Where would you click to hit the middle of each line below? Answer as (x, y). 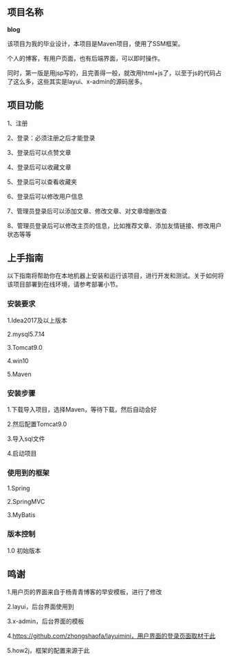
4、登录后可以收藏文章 (40, 167)
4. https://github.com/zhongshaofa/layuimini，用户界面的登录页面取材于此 (111, 636)
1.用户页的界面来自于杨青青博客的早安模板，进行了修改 (85, 592)
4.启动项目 (22, 454)
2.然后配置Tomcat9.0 (37, 424)
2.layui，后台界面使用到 (41, 607)
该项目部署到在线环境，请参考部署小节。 (64, 284)
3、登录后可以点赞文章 (39, 152)
